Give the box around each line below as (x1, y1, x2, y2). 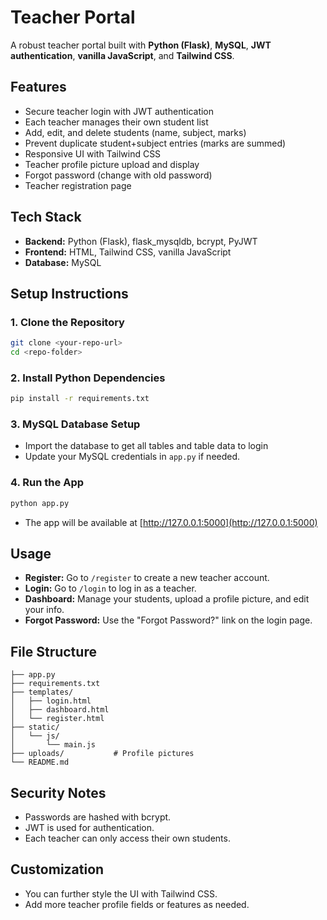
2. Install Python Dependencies (10, 371, 166, 385)
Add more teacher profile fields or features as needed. (24, 898, 250, 910)
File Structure (10, 643, 97, 660)
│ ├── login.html (10, 696, 92, 706)
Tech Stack (10, 209, 82, 226)
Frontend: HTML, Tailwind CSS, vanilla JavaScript (24, 246, 232, 258)
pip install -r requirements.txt (10, 394, 150, 404)
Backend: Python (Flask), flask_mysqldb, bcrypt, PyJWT (24, 235, 258, 247)
